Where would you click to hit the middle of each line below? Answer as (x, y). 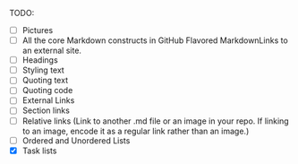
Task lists (39, 151)
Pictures (38, 30)
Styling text (43, 70)
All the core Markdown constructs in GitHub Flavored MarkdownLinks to (155, 40)
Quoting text (45, 81)
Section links (46, 110)
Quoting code (47, 91)
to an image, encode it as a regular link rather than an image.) (136, 131)
